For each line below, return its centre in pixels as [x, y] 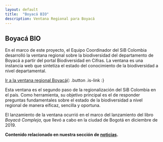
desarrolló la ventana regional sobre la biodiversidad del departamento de [79, 55]
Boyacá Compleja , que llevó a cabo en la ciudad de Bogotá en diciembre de [81, 120]
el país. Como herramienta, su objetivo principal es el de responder [73, 95]
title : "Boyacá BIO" [27, 14]
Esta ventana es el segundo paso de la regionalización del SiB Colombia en [81, 90]
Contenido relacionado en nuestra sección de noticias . [62, 135]
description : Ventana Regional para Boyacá [50, 19]
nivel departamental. [26, 71]
